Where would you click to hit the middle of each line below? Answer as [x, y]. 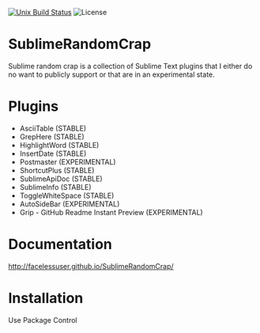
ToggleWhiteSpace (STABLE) [67, 195]
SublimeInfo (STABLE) [56, 187]
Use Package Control [43, 320]
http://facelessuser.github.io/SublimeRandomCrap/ [91, 266]
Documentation [60, 244]
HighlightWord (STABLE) [59, 145]
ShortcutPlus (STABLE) [57, 170]
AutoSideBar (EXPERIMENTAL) [70, 204]
